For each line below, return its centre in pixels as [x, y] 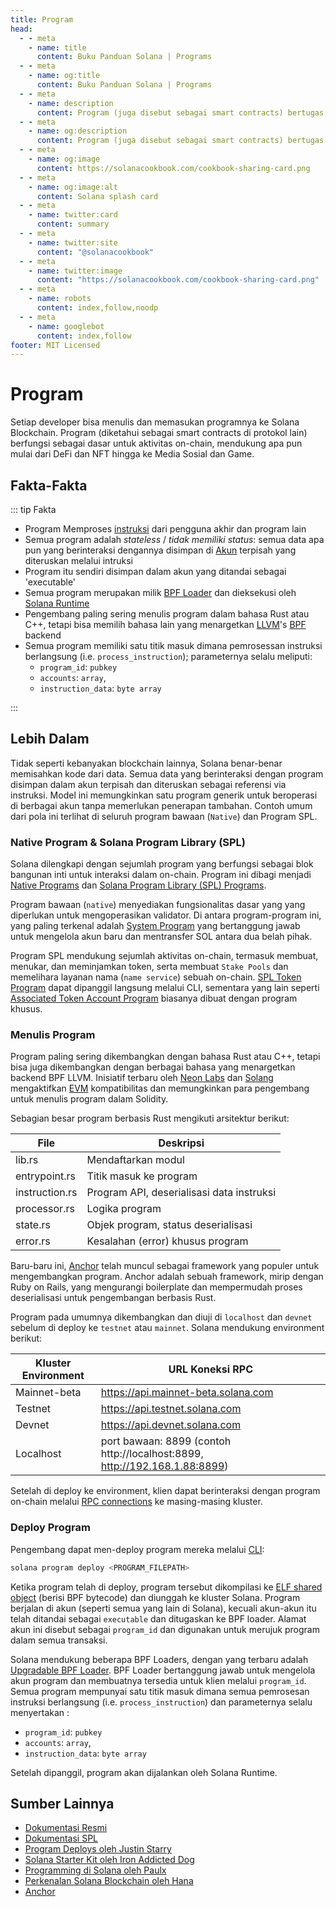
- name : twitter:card [73, 215]
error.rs [33, 1241]
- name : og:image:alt [73, 187]
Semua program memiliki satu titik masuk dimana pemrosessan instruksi [173, 645]
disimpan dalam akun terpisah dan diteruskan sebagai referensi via [148, 784]
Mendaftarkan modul [135, 1160]
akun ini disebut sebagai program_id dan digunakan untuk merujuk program [165, 1629]
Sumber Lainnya [62, 1803]
